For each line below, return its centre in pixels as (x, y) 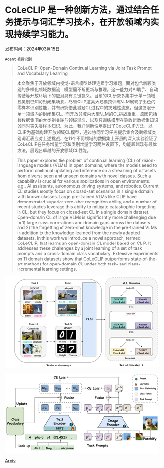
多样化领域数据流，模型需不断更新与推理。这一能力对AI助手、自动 (92, 89)
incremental (29, 269)
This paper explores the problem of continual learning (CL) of (79, 160)
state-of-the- (144, 259)
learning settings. (60, 269)
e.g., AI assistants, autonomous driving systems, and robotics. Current (88, 186)
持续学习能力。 (44, 34)
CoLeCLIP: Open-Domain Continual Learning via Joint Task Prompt (84, 68)
